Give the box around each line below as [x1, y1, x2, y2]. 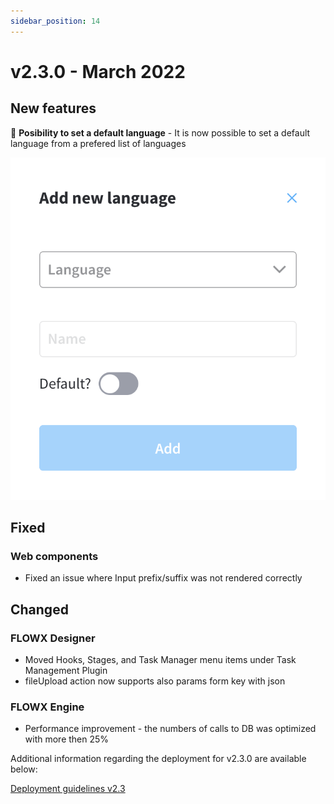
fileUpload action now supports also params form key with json [24, 675, 286, 687]
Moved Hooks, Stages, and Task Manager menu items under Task [24, 654, 297, 666]
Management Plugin [24, 665, 108, 677]
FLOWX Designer [10, 631, 96, 645]
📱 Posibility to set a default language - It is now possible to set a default [10, 126, 311, 139]
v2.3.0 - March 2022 [10, 60, 186, 83]
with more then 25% [24, 733, 110, 745]
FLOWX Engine [10, 700, 85, 714]
